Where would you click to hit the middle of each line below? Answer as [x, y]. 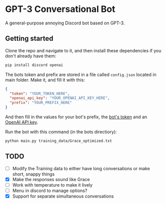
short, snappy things [33, 174]
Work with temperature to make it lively [52, 185]
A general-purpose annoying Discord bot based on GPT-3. [65, 23]
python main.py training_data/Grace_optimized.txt [59, 141]
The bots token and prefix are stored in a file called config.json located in [81, 74]
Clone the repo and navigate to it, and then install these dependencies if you [83, 50]
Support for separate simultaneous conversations [63, 196]
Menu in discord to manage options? [50, 191]
